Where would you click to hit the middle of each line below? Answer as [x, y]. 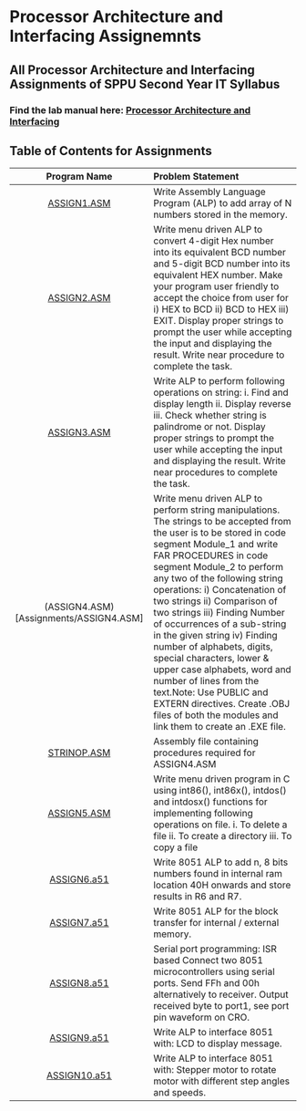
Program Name [79, 177]
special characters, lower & [211, 659]
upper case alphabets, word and [222, 670]
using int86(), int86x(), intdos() [220, 791]
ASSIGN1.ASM [79, 203]
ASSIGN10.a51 [79, 1075]
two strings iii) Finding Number [219, 613]
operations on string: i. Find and [221, 392]
